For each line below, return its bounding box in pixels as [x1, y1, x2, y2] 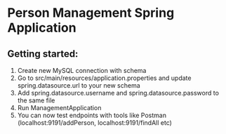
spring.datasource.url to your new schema [17, 81, 140, 89]
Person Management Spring [7, 5, 175, 21]
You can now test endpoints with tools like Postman [17, 111, 167, 119]
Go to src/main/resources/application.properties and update [17, 74, 192, 82]
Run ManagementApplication [17, 104, 102, 112]
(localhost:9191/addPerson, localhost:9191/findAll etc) [17, 119, 172, 127]
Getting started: [7, 48, 79, 60]
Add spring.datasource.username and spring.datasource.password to [17, 89, 220, 97]
